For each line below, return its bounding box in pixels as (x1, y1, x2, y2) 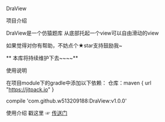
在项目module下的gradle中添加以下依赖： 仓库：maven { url (6, 79, 151, 86)
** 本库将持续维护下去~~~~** (6, 55, 78, 61)
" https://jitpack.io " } (6, 86, 54, 93)
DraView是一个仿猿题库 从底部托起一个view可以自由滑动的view (6, 29, 159, 36)
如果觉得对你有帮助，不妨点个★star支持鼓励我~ (6, 42, 123, 49)
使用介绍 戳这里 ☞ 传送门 (6, 110, 68, 116)
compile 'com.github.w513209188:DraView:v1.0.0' (6, 97, 127, 104)
